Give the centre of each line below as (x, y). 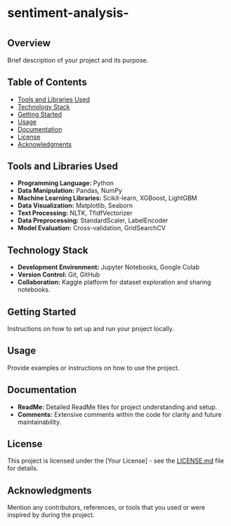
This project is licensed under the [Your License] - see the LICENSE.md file (116, 461)
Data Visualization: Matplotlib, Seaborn (75, 206)
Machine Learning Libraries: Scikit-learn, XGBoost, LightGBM (107, 198)
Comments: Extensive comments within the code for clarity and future (120, 414)
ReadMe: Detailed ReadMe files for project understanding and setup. (117, 407)
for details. (23, 468)
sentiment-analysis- (68, 13)
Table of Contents (47, 82)
